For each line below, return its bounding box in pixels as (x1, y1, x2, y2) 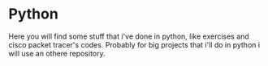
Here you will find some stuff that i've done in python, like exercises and (8, 31, 249, 41)
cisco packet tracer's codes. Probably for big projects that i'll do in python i (8, 39, 261, 49)
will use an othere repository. (8, 48, 106, 58)
